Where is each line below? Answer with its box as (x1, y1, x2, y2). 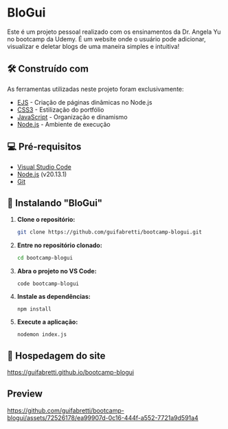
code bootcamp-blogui (16, 280, 79, 287)
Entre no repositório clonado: (16, 241, 103, 249)
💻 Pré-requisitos (7, 141, 82, 153)
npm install (16, 306, 52, 313)
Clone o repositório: (16, 216, 76, 224)
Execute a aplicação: (16, 318, 78, 326)
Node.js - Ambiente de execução (16, 120, 111, 128)
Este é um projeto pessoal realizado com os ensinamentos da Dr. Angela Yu (7, 28, 221, 36)
